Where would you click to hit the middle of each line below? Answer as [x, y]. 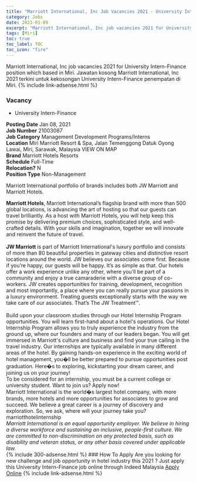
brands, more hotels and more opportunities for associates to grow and [92, 399]
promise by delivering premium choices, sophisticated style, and [84, 222]
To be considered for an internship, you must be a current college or [89, 379]
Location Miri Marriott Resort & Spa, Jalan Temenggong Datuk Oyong [90, 143]
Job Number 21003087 [34, 131]
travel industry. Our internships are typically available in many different [91, 347]
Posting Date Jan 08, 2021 [38, 124]
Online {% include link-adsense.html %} [54, 473]
